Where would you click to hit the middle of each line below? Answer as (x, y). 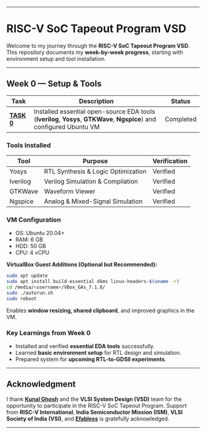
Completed (181, 119)
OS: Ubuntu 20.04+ (40, 233)
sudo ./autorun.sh (30, 293)
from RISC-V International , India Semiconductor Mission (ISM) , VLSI (94, 412)
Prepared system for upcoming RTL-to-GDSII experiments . (91, 359)
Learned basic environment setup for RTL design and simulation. (98, 353)
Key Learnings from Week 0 (48, 333)
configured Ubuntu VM (67, 126)
